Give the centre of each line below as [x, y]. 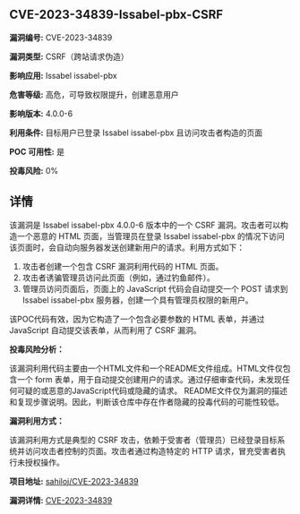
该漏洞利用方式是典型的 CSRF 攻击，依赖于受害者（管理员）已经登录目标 [143, 440]
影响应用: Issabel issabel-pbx [64, 75]
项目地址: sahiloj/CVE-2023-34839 [74, 481]
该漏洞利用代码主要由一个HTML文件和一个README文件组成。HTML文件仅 [146, 368]
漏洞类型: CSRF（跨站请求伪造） [69, 56]
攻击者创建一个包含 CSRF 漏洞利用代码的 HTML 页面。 [123, 266]
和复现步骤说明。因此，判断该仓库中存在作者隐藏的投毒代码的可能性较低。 [146, 401]
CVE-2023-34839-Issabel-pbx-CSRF [116, 15]
